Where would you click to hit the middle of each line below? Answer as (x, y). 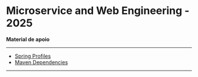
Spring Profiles (33, 56)
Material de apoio (28, 39)
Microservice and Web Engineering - (98, 11)
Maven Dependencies (41, 62)
